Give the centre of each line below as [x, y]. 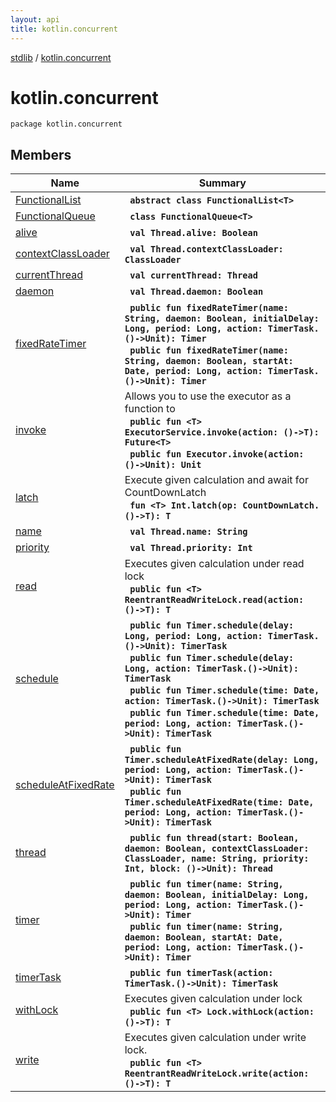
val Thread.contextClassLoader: [206, 249]
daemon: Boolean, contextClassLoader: [217, 849]
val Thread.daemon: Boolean [196, 292]
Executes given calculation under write [215, 1038]
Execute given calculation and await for [216, 480]
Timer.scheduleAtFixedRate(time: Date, [219, 802]
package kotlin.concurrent [66, 124]
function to [150, 409]
